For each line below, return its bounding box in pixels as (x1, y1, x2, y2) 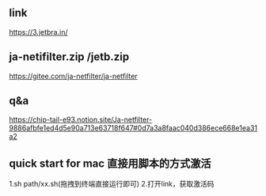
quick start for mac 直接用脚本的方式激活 (9, 156, 211, 170)
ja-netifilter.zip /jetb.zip (9, 51, 130, 64)
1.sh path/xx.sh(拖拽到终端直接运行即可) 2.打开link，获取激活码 (9, 179, 215, 189)
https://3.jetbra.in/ (9, 27, 68, 36)
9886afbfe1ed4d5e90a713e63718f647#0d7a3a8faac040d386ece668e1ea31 (9, 123, 258, 133)
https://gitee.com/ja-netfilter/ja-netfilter (9, 71, 138, 81)
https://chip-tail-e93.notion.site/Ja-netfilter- (9, 115, 153, 125)
